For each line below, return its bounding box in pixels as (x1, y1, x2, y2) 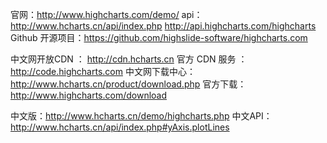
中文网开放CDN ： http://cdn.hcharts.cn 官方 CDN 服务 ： (10, 53, 248, 65)
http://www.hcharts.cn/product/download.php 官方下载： (10, 78, 247, 90)
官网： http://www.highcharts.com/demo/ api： (10, 9, 203, 20)
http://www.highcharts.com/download (10, 89, 168, 101)
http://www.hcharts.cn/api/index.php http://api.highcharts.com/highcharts (10, 20, 317, 32)
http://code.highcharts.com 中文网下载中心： (10, 66, 196, 77)
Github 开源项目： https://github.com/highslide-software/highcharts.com (10, 32, 308, 43)
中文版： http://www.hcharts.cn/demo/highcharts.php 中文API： (10, 110, 273, 122)
